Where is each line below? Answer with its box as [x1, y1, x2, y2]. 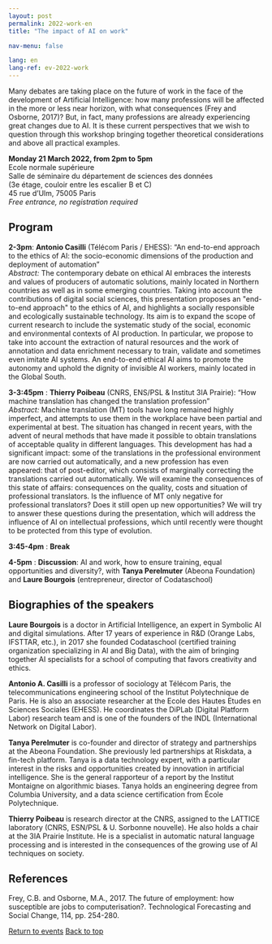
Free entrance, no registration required [8, 197, 138, 207]
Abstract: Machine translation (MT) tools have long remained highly [8, 404, 234, 415]
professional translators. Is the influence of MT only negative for [8, 491, 223, 501]
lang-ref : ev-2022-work [8, 64, 89, 72]
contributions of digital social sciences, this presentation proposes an [8, 294, 241, 303]
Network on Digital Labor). [8, 721, 97, 732]
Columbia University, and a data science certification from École [8, 790, 223, 799]
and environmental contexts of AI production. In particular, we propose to [8, 328, 253, 338]
